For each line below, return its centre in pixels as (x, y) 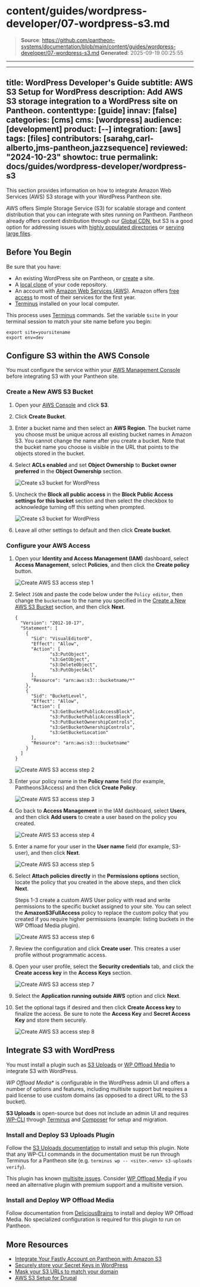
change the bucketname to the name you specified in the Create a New (100, 600)
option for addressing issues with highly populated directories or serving (95, 227)
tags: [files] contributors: (54, 139)
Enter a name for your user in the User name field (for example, (93, 846)
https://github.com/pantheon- (79, 40)
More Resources (37, 1244)
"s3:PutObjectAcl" (72, 670)
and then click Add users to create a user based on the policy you (96, 817)
